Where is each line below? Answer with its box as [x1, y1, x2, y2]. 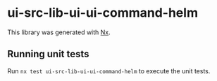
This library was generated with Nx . [7, 28, 111, 36]
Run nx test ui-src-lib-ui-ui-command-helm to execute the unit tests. [7, 66, 211, 75]
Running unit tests [7, 48, 89, 60]
